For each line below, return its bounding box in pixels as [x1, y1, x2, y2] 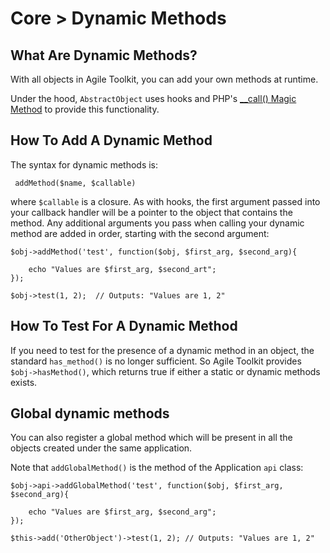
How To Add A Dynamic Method [10, 132, 213, 149]
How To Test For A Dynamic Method [10, 318, 238, 335]
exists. [10, 376, 38, 388]
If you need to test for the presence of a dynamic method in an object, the [10, 344, 315, 356]
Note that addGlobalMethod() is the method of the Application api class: [10, 462, 304, 474]
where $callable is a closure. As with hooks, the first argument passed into [10, 195, 321, 207]
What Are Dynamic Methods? [10, 47, 198, 64]
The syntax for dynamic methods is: [10, 158, 159, 171]
